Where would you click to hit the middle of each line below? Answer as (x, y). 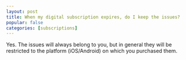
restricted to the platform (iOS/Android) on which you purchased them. (92, 51)
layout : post (22, 11)
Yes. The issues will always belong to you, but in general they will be (89, 45)
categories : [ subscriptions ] (42, 28)
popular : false (25, 22)
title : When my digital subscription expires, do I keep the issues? (93, 17)
